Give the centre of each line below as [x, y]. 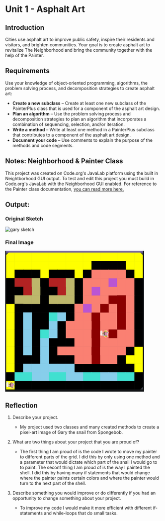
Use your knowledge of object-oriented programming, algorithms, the [77, 83]
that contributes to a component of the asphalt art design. [72, 135]
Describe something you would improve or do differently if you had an [84, 493]
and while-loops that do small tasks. [81, 513]
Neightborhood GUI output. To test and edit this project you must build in [80, 178]
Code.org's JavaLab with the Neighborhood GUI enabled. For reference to [81, 184]
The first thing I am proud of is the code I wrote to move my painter [88, 452]
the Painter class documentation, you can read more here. [65, 189]
